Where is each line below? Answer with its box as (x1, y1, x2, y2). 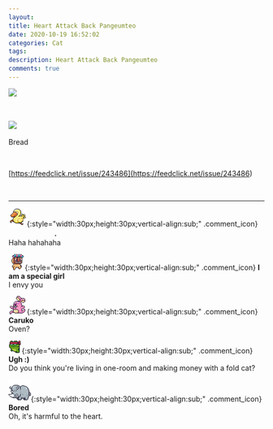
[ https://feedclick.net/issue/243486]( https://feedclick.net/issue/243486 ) (8, 168, 253, 178)
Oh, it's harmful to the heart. (8, 411, 103, 421)
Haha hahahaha (8, 237, 61, 247)
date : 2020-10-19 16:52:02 (8, 30, 100, 38)
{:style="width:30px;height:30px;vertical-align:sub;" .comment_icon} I (24, 262, 260, 272)
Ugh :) (8, 354, 30, 364)
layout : (8, 13, 35, 21)
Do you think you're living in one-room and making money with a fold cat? (8, 362, 256, 373)
